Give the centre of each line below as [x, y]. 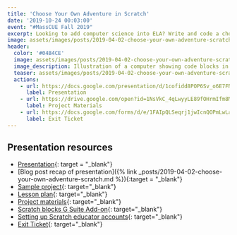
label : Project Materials [64, 106]
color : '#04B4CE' [39, 54]
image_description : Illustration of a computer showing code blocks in [121, 66]
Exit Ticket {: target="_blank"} [60, 224]
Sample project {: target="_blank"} [67, 187]
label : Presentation [56, 92]
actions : [26, 79]
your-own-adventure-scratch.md [66, 179]
